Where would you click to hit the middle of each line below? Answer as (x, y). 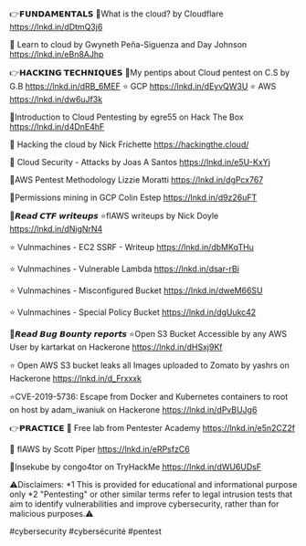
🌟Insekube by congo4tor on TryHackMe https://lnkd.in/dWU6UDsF (136, 467)
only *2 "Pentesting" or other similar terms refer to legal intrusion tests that (151, 494)
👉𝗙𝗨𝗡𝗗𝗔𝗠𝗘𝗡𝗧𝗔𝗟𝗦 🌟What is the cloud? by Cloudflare (116, 14)
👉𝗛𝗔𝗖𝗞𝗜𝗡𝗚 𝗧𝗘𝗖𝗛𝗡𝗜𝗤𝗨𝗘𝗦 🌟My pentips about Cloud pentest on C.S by (150, 73)
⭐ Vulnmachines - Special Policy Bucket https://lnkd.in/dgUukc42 (133, 312)
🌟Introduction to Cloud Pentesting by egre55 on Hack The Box (127, 117)
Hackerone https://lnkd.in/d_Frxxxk (75, 378)
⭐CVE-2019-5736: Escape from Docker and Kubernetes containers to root (149, 397)
